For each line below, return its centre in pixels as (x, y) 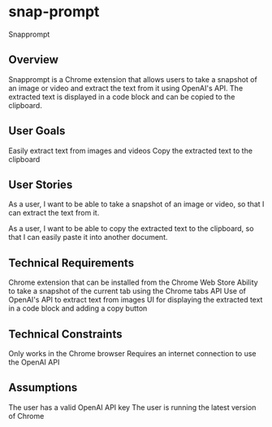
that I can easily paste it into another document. (88, 237)
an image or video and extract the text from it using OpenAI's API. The (126, 88)
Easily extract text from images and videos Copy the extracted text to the (131, 150)
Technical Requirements (71, 263)
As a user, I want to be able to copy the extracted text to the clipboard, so (131, 229)
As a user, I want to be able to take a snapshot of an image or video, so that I (136, 204)
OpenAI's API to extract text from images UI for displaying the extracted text (136, 300)
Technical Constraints (65, 334)
